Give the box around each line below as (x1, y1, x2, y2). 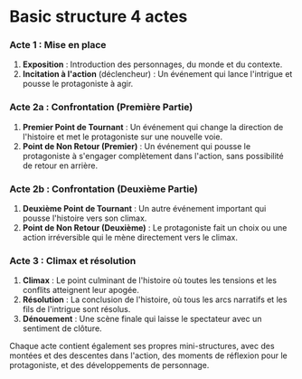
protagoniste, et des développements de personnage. (9, 360, 210, 371)
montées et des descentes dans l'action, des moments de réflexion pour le (9, 350, 288, 361)
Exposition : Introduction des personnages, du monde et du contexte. (22, 59, 283, 70)
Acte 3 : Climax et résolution (9, 255, 137, 267)
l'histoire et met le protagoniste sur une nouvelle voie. (22, 131, 223, 142)
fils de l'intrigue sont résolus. (22, 304, 131, 315)
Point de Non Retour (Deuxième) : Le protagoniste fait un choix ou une (22, 223, 288, 233)
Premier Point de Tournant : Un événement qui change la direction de (22, 121, 284, 132)
